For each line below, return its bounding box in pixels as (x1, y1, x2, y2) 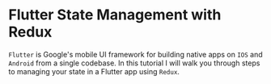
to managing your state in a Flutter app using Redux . (8, 66, 180, 76)
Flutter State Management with (8, 6, 222, 24)
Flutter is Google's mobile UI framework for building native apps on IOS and (8, 49, 263, 59)
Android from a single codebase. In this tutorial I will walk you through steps (8, 58, 260, 68)
